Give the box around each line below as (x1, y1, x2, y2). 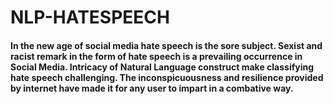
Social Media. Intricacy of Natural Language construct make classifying (10, 61, 315, 73)
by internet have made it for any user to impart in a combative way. (10, 82, 294, 94)
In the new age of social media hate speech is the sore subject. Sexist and (10, 39, 323, 51)
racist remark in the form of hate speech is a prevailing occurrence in (10, 50, 303, 62)
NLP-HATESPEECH (10, 6, 170, 29)
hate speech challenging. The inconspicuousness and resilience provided (10, 71, 324, 83)
